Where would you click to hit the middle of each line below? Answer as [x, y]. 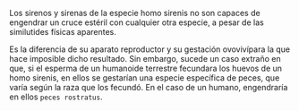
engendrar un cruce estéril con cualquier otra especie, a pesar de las [137, 22]
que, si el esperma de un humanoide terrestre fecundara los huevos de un [146, 68]
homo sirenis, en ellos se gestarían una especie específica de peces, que [145, 78]
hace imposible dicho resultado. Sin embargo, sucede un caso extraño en [145, 59]
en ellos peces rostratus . [56, 97]
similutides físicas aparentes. [63, 32]
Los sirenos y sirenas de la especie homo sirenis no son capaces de [135, 13]
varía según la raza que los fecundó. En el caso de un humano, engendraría [149, 87]
